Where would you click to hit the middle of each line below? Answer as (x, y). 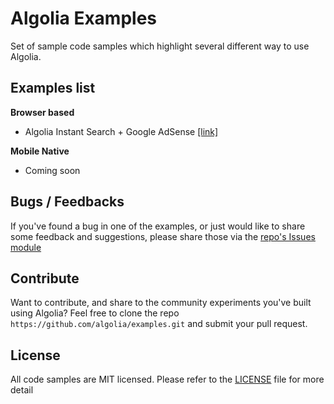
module (26, 247)
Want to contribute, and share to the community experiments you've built (161, 303)
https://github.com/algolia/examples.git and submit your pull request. (159, 324)
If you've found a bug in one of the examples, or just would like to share (158, 226)
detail (22, 390)
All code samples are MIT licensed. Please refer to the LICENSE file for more (167, 379)
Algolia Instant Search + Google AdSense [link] (121, 131)
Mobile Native (40, 151)
